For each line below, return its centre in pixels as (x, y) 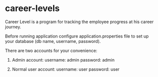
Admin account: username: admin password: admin (63, 60)
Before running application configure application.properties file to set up (77, 36)
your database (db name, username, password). (53, 41)
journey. (13, 26)
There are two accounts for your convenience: (51, 51)
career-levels (32, 8)
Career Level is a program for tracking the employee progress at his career (79, 22)
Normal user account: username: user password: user (66, 69)
